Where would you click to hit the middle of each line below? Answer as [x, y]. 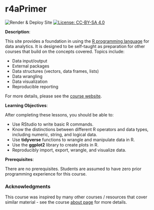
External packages [31, 66]
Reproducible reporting [35, 86]
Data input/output [30, 61]
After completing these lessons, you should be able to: [59, 114]
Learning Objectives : [26, 105]
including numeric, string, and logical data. [54, 134]
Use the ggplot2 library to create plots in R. [55, 145]
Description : [18, 32]
